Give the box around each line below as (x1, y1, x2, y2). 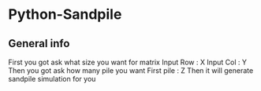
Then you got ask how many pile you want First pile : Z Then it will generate (8, 66, 254, 75)
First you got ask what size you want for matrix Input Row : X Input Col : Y (8, 57, 247, 67)
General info (8, 37, 70, 50)
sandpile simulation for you (8, 75, 96, 83)
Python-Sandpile (8, 5, 122, 24)
